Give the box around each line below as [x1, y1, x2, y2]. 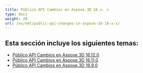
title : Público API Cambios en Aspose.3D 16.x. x [5, 7, 109, 12]
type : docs [5, 12, 28, 17]
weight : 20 [5, 16, 28, 21]
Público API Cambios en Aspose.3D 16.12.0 [12, 52, 100, 58]
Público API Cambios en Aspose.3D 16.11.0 [12, 57, 99, 63]
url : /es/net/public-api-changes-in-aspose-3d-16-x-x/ [5, 21, 120, 26]
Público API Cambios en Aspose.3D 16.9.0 [12, 62, 98, 69]
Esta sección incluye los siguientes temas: [5, 39, 139, 47]
